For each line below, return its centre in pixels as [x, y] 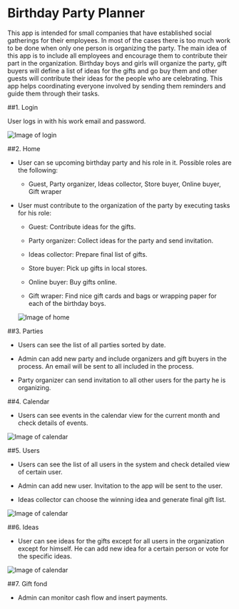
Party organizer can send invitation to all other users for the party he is [122, 380]
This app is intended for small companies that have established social [110, 33]
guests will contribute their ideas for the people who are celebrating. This [115, 78]
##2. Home [24, 148]
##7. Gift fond [27, 583]
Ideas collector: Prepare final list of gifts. [88, 254]
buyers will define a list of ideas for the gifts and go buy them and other [112, 71]
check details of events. [53, 423]
